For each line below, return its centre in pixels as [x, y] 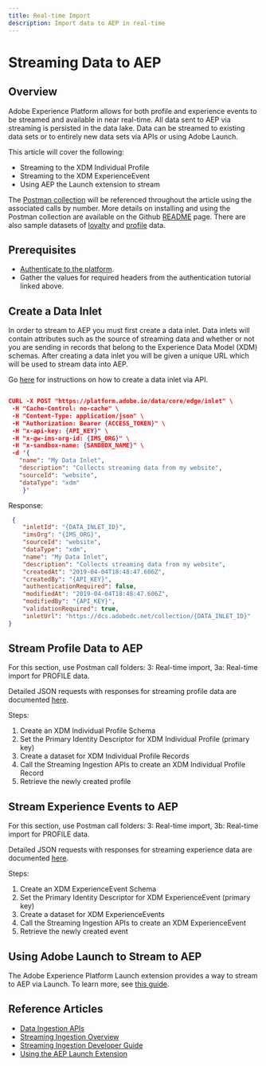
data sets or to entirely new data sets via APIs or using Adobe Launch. [123, 136]
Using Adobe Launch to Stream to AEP [105, 956]
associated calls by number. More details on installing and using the [119, 208]
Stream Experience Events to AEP [94, 807]
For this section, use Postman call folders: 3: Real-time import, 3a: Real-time [133, 668]
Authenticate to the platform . [67, 269]
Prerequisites [42, 250]
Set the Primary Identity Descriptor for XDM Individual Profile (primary [135, 739]
